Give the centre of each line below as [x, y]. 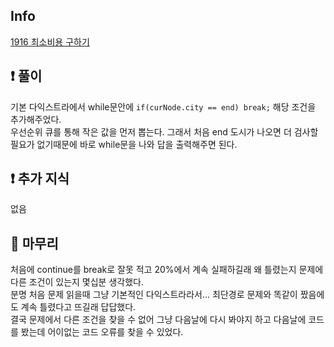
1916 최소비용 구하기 [50, 41]
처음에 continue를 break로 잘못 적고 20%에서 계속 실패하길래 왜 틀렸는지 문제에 [167, 270]
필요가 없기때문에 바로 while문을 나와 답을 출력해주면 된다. [124, 144]
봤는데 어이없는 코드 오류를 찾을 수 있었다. [102, 332]
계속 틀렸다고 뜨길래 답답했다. [78, 307]
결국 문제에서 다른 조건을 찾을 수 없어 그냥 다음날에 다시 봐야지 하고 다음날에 [158, 320]
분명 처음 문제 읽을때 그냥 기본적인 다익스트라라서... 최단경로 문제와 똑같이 [154, 295]
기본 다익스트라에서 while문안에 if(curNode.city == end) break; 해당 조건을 [163, 106]
